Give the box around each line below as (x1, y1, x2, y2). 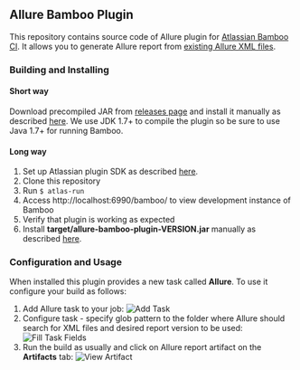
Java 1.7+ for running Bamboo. (9, 125, 124, 136)
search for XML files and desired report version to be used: (22, 323, 243, 334)
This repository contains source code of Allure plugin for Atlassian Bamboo (9, 31, 289, 42)
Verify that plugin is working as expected (22, 214, 175, 225)
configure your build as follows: (9, 286, 127, 297)
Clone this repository (22, 176, 101, 186)
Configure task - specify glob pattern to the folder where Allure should (22, 313, 286, 324)
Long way (9, 146, 47, 157)
